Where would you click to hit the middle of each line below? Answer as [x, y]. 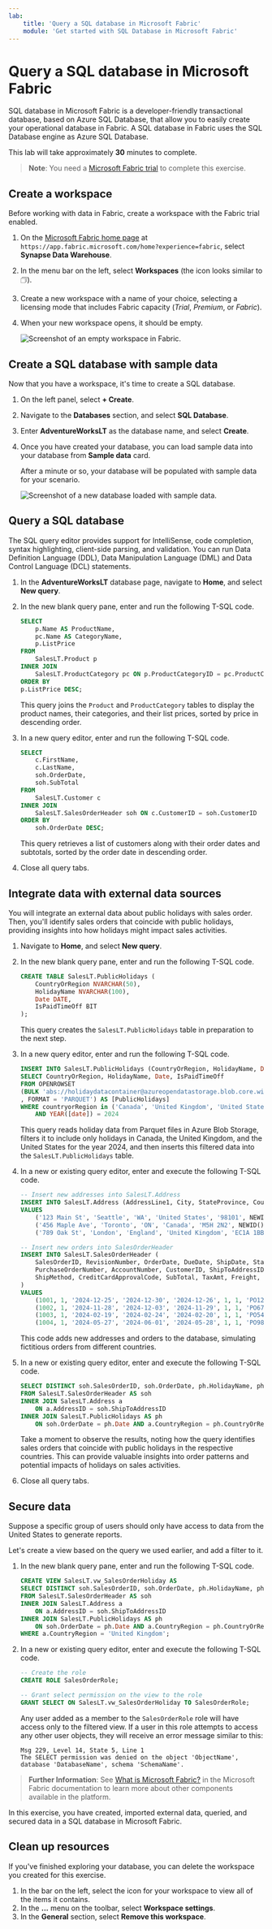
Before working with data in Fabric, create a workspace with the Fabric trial [134, 214]
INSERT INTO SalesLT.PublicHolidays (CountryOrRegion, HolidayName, [138, 1069]
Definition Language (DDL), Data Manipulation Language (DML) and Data [130, 558]
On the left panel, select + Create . [77, 399]
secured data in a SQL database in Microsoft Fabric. [95, 1821]
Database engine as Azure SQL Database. [78, 137]
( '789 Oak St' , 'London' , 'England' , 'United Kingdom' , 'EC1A [142, 1232]
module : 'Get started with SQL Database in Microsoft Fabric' [130, 31]
